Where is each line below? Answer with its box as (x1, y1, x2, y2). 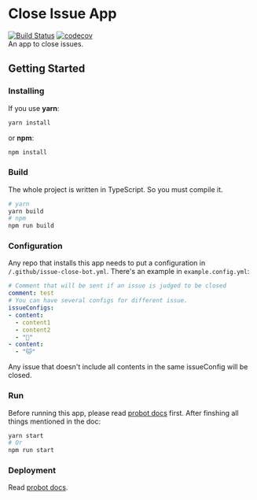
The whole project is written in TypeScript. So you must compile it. (8, 184, 223, 194)
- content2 (15, 326, 51, 334)
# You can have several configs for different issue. (8, 297, 189, 305)
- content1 (15, 318, 51, 327)
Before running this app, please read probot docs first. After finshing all (8, 408, 239, 417)
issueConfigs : (8, 304, 55, 312)
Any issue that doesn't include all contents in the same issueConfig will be (8, 362, 248, 372)
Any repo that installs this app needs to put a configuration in (8, 258, 206, 268)
